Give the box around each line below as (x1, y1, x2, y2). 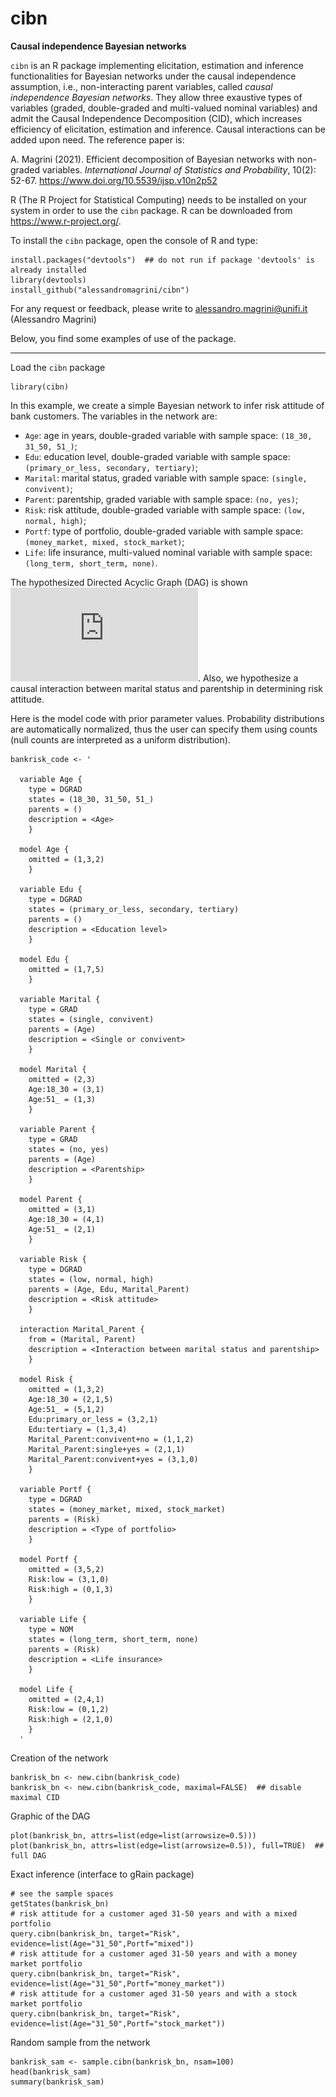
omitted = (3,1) (28, 1204, 97, 1214)
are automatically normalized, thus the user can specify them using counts (10, 723, 318, 735)
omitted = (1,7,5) (28, 964, 105, 974)
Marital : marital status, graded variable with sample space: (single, (24, 472, 308, 484)
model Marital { (19, 1064, 87, 1074)
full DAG (10, 1850, 47, 1861)
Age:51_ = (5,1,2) (28, 1404, 105, 1414)
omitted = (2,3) (28, 1074, 97, 1084)
